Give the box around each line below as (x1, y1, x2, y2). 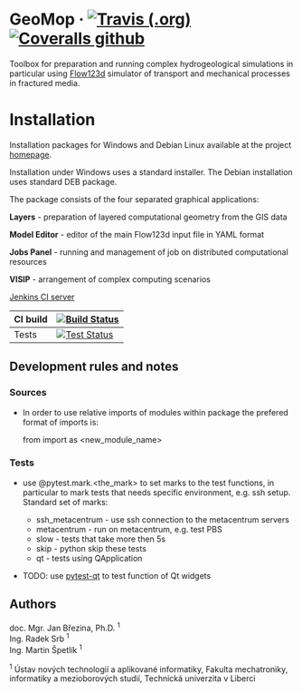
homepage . (9, 149, 52, 160)
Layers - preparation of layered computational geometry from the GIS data (9, 211, 288, 222)
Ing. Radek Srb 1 (9, 631, 70, 644)
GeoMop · (9, 9, 84, 30)
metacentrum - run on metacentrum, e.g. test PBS (35, 523, 223, 534)
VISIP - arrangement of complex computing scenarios (9, 273, 211, 285)
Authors (9, 597, 57, 612)
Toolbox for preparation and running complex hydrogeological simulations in (9, 58, 294, 69)
